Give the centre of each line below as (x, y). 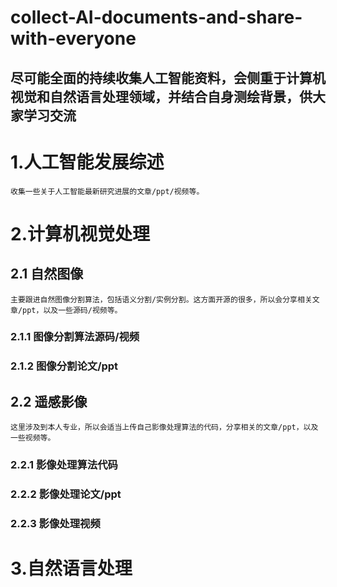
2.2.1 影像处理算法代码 (64, 465)
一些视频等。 (33, 438)
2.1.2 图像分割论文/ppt (64, 366)
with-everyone (73, 38)
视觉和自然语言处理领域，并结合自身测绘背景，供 (161, 96)
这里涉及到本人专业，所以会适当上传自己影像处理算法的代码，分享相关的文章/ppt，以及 (164, 427)
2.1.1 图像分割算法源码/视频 (75, 337)
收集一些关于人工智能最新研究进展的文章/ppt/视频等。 (107, 191)
